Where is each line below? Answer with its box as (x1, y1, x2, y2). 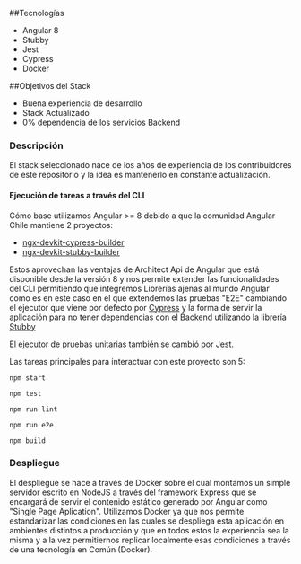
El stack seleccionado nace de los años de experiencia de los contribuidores (9, 160, 292, 171)
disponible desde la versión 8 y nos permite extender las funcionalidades (9, 273, 279, 284)
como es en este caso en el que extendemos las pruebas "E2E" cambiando (9, 292, 288, 304)
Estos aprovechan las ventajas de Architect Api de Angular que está (9, 264, 260, 275)
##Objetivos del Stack (9, 81, 91, 91)
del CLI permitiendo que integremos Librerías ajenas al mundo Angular (9, 283, 271, 294)
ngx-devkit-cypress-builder (21, 237, 125, 248)
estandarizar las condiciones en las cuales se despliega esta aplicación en (9, 516, 285, 526)
